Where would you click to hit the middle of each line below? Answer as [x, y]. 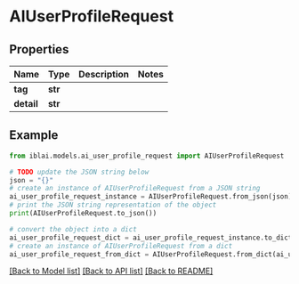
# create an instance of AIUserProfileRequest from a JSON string [135, 189]
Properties [39, 49]
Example [34, 135]
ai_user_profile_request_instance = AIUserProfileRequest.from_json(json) [151, 197]
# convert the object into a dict [73, 229]
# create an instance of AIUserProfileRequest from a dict [121, 246]
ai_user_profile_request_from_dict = [79, 254]
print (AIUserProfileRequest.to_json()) [83, 214]
